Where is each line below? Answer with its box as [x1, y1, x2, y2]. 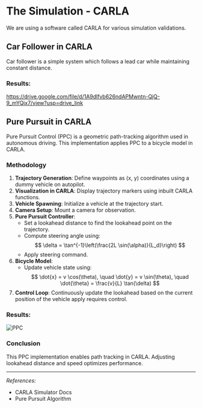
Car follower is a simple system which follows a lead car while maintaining [6, 57, 190, 65]
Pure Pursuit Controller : [14, 213, 76, 220]
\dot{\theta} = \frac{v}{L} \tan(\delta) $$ [60, 279, 161, 287]
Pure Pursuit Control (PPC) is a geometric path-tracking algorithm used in [6, 133, 188, 140]
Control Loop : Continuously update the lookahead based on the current [14, 289, 193, 296]
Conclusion [6, 339, 41, 348]
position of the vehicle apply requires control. [14, 296, 127, 303]
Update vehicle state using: [23, 264, 92, 271]
